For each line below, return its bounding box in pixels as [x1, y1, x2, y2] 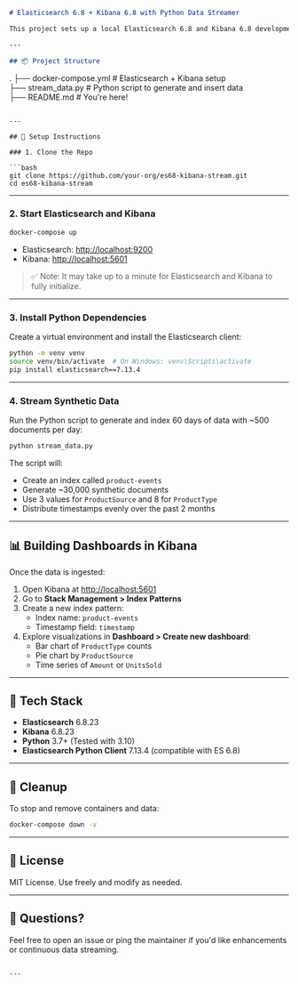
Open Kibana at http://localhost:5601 [21, 584, 157, 594]
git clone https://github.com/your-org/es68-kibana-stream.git [9, 171, 248, 180]
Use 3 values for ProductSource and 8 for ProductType [21, 494, 217, 504]
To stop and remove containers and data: [9, 803, 160, 814]
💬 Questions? [9, 911, 85, 926]
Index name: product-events [35, 612, 139, 623]
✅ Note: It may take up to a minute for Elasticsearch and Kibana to [30, 270, 273, 281]
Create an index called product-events [21, 474, 162, 485]
